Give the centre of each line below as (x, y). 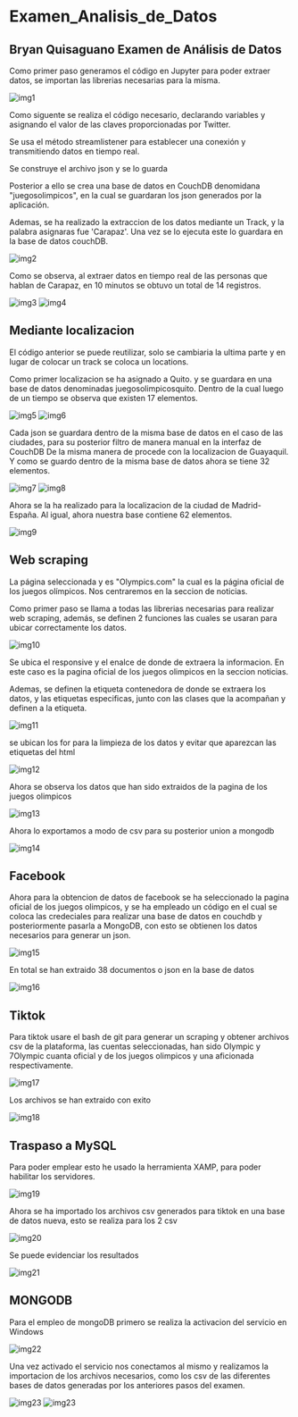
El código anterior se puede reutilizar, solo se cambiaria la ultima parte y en (148, 352)
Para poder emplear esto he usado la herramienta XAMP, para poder (135, 1167)
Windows (27, 1331)
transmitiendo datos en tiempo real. (74, 151)
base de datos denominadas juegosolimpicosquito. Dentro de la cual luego (146, 388)
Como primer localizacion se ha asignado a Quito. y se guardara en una (141, 379)
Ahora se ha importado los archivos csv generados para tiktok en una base (147, 1212)
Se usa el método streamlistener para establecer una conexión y (128, 142)
